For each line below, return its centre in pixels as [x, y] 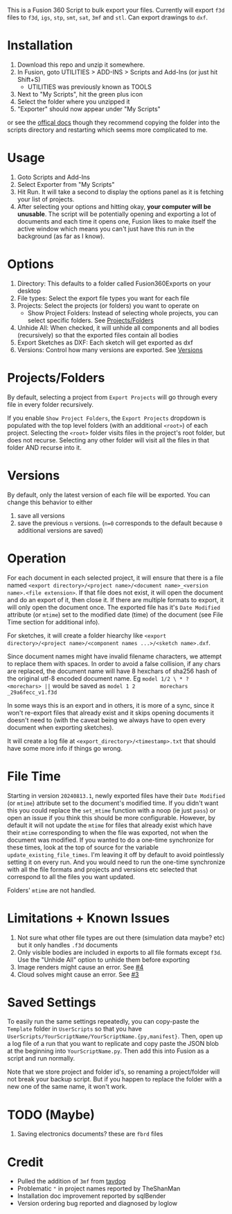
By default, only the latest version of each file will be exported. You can [109, 494]
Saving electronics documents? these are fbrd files [90, 1134]
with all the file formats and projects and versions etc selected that [102, 869]
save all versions [41, 515]
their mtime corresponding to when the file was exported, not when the [108, 832]
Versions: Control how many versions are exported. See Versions [110, 349]
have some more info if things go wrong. [65, 748]
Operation [37, 558]
